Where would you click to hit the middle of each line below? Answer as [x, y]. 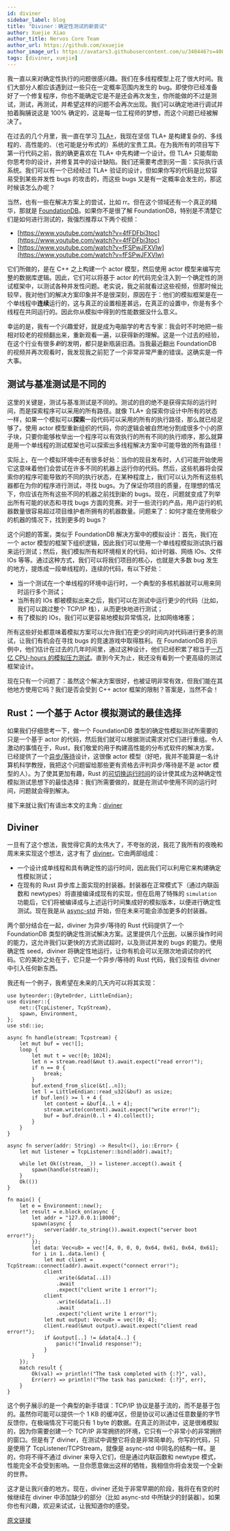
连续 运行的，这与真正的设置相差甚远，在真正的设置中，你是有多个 [130, 303]
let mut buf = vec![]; [52, 1044]
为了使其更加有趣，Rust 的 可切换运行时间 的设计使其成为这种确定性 [128, 774]
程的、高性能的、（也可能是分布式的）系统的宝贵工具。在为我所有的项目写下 [114, 144]
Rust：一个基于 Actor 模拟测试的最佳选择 [94, 713]
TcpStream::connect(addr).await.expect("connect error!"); [93, 1266]
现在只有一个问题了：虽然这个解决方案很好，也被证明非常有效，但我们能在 [112, 680]
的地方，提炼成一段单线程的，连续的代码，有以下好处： [85, 568]
